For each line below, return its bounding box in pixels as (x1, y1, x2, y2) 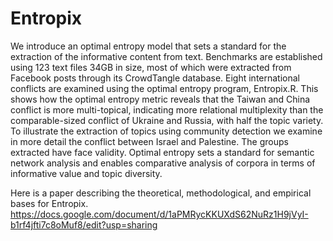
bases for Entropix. (10, 197, 89, 209)
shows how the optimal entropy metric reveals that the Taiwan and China (10, 93, 311, 105)
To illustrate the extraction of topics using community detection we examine (10, 125, 323, 137)
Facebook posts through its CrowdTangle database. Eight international (10, 72, 300, 84)
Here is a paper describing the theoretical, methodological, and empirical (10, 187, 312, 199)
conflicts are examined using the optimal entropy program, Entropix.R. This (10, 82, 319, 94)
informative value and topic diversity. (10, 167, 163, 179)
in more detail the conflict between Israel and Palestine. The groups (10, 135, 289, 147)
